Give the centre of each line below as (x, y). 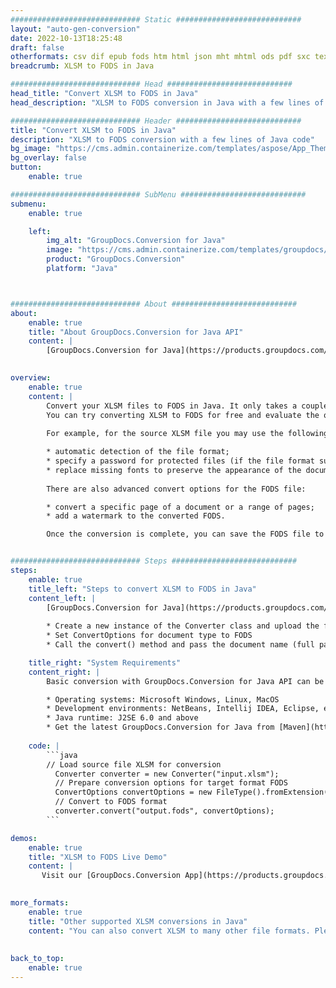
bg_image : (31, 149)
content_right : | (64, 672)
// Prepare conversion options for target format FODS (171, 783)
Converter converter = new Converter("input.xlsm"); (167, 774)
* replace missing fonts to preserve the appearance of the (174, 470)
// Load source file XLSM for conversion (134, 764)
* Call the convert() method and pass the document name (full (180, 645)
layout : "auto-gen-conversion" (75, 29)
